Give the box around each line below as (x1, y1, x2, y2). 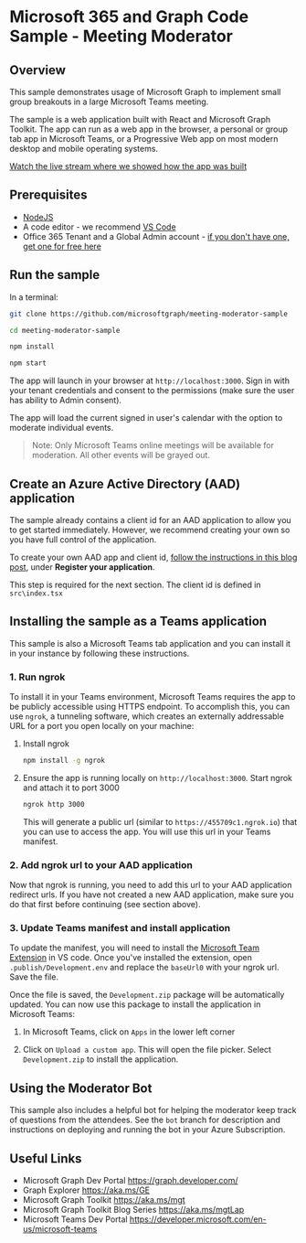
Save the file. (9, 971, 59, 982)
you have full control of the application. (9, 533, 157, 545)
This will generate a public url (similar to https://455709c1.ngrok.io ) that (22, 816, 298, 827)
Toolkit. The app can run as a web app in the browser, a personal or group (9, 123, 289, 134)
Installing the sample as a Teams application (9, 614, 268, 629)
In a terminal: (9, 291, 59, 303)
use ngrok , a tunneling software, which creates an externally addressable (9, 711, 285, 722)
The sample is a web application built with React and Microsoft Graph (9, 114, 271, 124)
